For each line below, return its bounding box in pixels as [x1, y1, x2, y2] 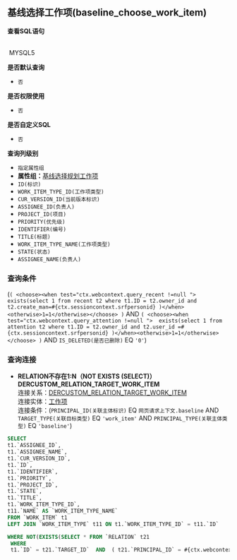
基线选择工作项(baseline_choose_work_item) [7, 6, 207, 19]
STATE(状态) [17, 248, 51, 256]
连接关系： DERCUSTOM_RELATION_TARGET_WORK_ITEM [17, 388, 187, 397]
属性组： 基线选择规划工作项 [17, 172, 99, 180]
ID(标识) [17, 181, 42, 188]
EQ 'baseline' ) [28, 422, 73, 430]
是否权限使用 [7, 91, 44, 100]
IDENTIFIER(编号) [17, 225, 67, 233]
